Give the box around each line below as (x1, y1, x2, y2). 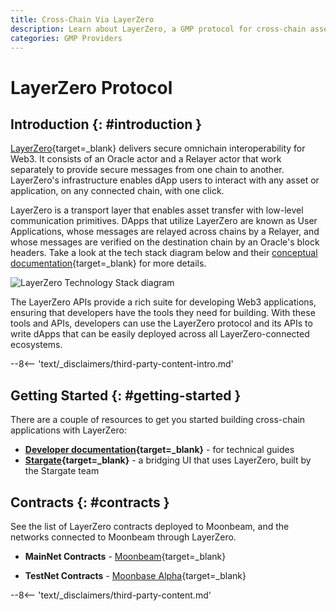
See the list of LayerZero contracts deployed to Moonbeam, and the (10, 521, 290, 532)
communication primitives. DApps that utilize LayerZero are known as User (10, 215, 318, 227)
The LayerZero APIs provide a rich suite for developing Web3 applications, (10, 296, 317, 308)
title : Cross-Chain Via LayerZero (10, 14, 155, 25)
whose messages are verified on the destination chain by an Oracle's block (10, 236, 320, 248)
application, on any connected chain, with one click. (10, 185, 225, 197)
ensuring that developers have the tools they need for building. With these (10, 307, 316, 319)
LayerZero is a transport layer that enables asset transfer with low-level (10, 204, 304, 216)
